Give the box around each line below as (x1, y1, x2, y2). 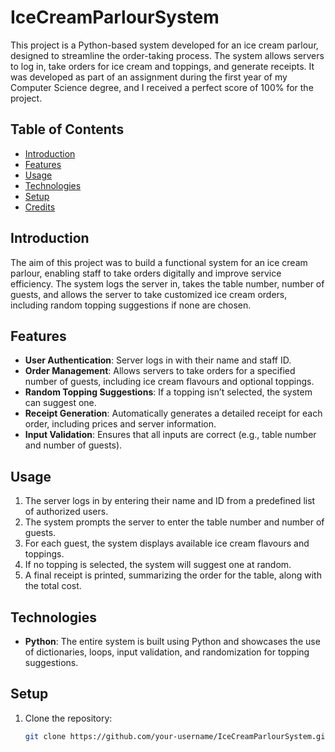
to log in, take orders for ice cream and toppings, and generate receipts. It (10, 60, 315, 72)
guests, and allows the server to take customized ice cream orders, (10, 288, 288, 300)
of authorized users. (24, 506, 109, 518)
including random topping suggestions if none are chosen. (10, 299, 252, 311)
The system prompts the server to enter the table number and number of (24, 516, 325, 528)
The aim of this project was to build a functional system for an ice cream (10, 256, 308, 268)
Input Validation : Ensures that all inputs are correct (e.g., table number (24, 429, 317, 441)
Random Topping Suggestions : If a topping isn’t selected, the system (24, 386, 313, 398)
